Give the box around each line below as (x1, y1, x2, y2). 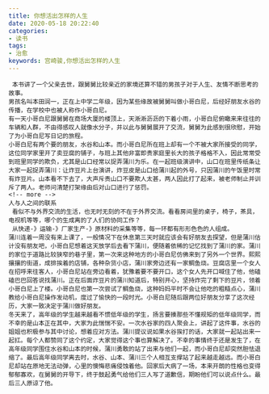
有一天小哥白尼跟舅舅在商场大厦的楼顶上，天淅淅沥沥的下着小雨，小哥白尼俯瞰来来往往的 (8, 115, 261, 123)
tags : (8, 42, 27, 50)
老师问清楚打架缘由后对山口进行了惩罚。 (38, 183, 153, 191)
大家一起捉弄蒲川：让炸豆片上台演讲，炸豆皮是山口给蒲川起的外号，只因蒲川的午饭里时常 (8, 166, 261, 174)
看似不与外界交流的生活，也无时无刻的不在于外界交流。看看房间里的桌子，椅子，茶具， (11, 207, 258, 216)
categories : (8, 27, 48, 35)
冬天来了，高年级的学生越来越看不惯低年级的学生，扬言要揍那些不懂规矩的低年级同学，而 (8, 310, 261, 319)
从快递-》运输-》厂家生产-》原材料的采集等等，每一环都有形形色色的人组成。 (11, 224, 233, 233)
